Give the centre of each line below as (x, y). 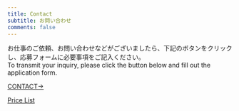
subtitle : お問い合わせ (39, 21)
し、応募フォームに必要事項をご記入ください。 (76, 57)
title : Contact (30, 14)
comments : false (31, 27)
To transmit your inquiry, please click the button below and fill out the (109, 65)
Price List (21, 100)
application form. (32, 73)
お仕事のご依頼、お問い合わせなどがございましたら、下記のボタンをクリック (120, 48)
